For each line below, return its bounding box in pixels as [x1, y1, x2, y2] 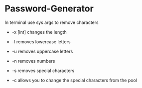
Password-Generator [4, 3, 94, 14]
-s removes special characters [11, 68, 75, 74]
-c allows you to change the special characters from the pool [11, 77, 138, 83]
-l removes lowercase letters [11, 38, 71, 45]
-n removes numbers [11, 58, 55, 64]
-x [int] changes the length [11, 29, 67, 35]
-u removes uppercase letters [11, 48, 73, 54]
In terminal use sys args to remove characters [4, 19, 99, 25]
